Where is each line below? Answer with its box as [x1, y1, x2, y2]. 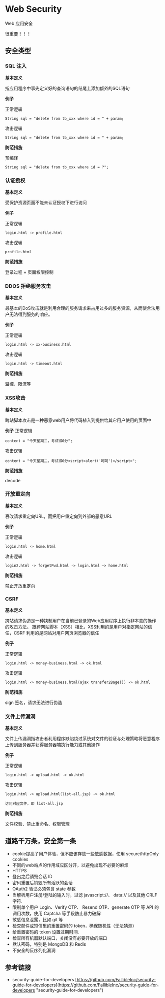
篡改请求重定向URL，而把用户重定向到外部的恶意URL [5, 513, 112, 519]
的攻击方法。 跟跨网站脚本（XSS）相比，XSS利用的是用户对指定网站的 [5, 624, 148, 630]
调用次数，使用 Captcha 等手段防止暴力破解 [12, 910, 101, 917]
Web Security [5, 3, 62, 15]
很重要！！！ [5, 31, 31, 36]
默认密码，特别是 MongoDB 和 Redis [12, 941, 86, 947]
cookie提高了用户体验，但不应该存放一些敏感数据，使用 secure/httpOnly [12, 851, 159, 857]
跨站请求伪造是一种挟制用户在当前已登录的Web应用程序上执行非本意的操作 [5, 618, 156, 624]
